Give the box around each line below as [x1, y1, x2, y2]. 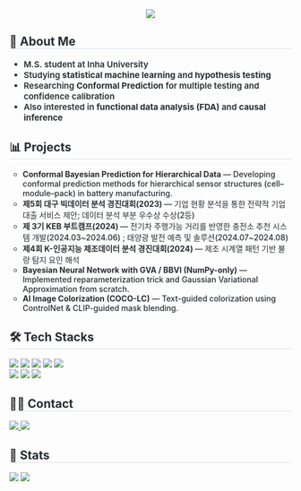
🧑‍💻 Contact [9, 396, 74, 411]
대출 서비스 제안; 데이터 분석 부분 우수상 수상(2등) [21, 210, 195, 220]
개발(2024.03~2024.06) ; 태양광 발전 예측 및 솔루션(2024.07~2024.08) [31, 232, 289, 243]
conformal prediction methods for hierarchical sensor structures [21, 178, 262, 189]
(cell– [263, 178, 285, 189]
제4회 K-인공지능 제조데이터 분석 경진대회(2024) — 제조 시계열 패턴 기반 [21, 243, 277, 254]
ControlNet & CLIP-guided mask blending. [21, 302, 179, 313]
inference [23, 111, 64, 124]
